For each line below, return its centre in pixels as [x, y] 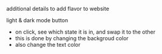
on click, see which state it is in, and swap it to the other [85, 32]
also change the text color [48, 45]
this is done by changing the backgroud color [72, 38]
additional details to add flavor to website [58, 9]
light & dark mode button [37, 20]
